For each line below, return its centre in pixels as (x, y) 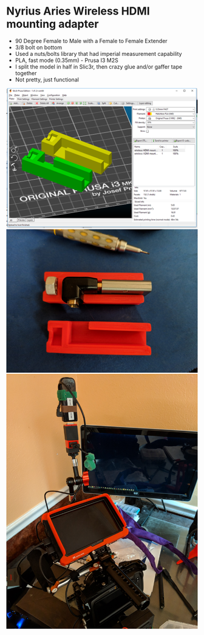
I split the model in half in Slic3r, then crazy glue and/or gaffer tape (99, 66)
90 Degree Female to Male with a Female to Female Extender (91, 41)
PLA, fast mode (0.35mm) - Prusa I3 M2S (66, 60)
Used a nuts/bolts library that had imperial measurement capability (98, 53)
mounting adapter (53, 24)
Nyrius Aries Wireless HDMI (78, 11)
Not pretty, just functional (47, 80)
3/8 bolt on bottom (39, 47)
